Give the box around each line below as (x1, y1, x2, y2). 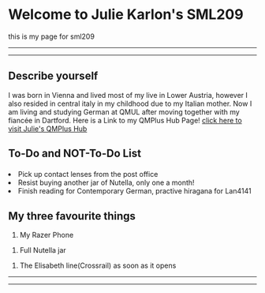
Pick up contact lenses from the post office (18, 170, 159, 179)
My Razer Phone (19, 230, 74, 239)
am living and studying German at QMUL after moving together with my (8, 107, 241, 116)
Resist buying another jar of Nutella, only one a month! (18, 178, 195, 187)
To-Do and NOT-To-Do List (8, 147, 142, 160)
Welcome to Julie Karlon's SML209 (8, 6, 244, 24)
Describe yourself (8, 69, 99, 83)
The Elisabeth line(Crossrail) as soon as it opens (19, 261, 177, 270)
